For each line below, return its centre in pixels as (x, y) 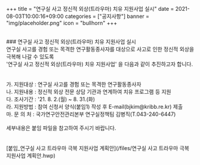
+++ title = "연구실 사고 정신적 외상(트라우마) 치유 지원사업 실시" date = (90, 9)
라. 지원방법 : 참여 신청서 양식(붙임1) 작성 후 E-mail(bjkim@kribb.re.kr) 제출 (95, 107)
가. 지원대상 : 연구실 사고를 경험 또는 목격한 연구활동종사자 (74, 84)
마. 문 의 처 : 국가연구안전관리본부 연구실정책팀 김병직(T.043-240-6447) (91, 114)
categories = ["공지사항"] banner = (107, 16)
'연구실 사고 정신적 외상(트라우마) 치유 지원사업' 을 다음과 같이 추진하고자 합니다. (99, 64)
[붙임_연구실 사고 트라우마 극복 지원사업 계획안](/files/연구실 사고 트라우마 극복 (98, 148)
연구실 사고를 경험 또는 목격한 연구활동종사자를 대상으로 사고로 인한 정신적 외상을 (100, 49)
